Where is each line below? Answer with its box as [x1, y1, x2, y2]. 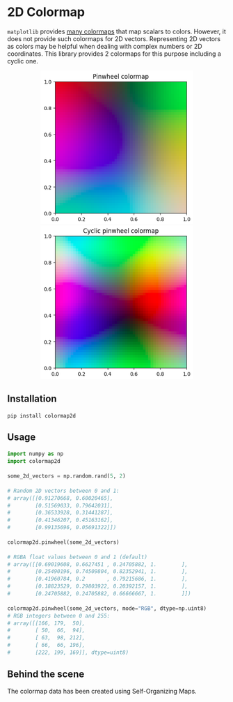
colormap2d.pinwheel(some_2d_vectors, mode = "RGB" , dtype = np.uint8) [7, 604, 207, 612]
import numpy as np [7, 450, 64, 457]
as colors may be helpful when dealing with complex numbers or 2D [7, 42, 203, 50]
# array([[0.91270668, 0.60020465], [7, 494, 113, 502]
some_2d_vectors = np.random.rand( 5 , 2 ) [7, 473, 127, 480]
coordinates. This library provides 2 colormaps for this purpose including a [7, 49, 221, 58]
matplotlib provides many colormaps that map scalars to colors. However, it [7, 27, 226, 36]
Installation [7, 393, 57, 405]
